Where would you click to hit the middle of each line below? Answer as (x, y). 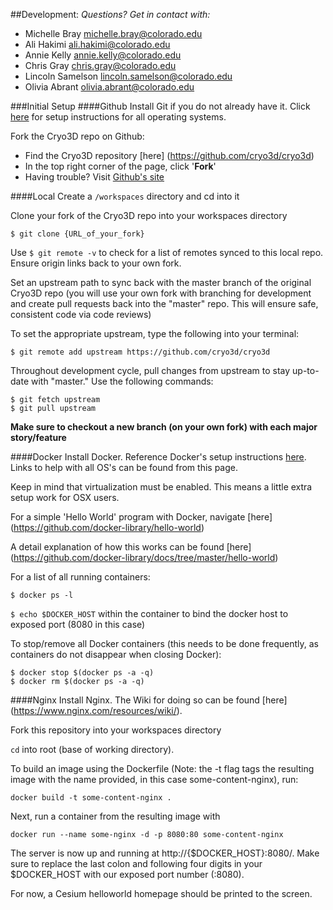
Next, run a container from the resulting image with (115, 816)
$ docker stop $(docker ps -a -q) (82, 673)
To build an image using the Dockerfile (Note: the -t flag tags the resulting (162, 768)
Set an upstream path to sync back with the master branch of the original (161, 282)
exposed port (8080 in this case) (78, 624)
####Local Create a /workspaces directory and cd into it (125, 196)
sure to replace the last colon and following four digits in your (136, 863)
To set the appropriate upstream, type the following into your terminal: (155, 333)
